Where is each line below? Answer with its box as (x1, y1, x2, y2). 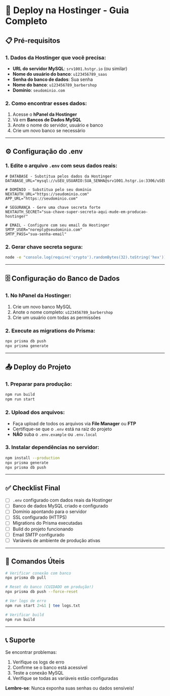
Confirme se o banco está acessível (12, 665, 88, 671)
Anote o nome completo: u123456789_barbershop (12, 309, 113, 315)
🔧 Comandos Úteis (5, 557, 65, 566)
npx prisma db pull (5, 575, 47, 581)
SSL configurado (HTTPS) (12, 514, 67, 520)
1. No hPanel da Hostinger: (5, 292, 72, 299)
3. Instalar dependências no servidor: (5, 444, 100, 451)
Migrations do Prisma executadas (12, 520, 82, 526)
